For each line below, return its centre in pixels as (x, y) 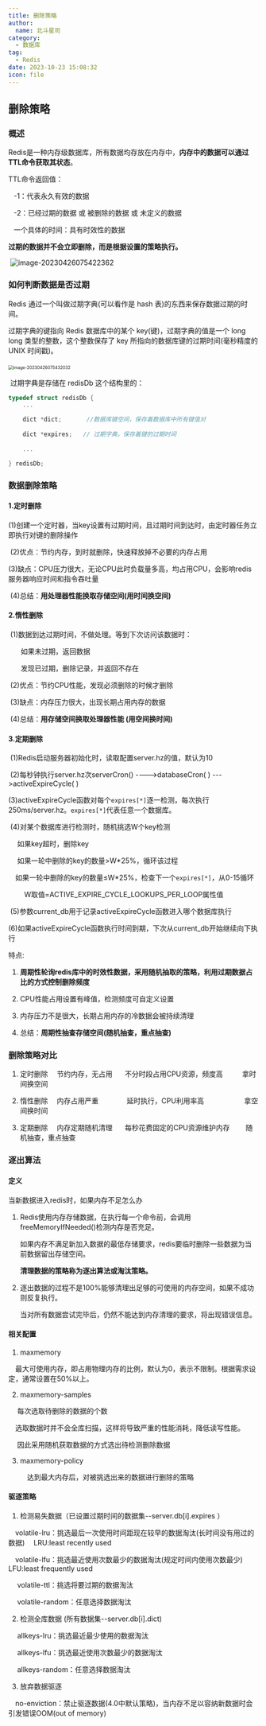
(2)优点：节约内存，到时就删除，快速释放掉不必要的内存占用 (109, 552)
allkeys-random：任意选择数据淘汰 (74, 1669)
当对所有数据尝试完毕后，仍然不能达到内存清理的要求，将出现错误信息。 (138, 1314)
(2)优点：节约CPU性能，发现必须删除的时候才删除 (92, 685)
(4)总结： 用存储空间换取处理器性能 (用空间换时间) (91, 719)
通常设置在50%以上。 (58, 1378)
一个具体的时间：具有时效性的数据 (69, 230)
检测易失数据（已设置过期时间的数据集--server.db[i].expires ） (122, 1515)
